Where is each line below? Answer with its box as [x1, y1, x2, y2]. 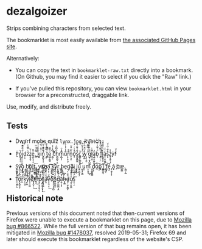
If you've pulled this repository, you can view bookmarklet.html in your [15, 84, 192, 92]
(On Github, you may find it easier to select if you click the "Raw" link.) [15, 73, 192, 80]
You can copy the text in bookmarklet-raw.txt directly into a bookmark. [15, 66, 193, 74]
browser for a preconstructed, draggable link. [15, 91, 130, 98]
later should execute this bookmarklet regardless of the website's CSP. [6, 235, 184, 242]
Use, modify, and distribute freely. [6, 103, 92, 110]
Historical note [6, 193, 64, 204]
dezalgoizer [6, 4, 68, 18]
